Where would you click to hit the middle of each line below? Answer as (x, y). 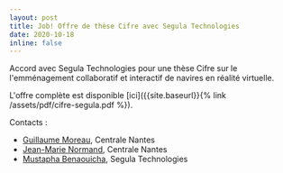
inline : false (36, 43)
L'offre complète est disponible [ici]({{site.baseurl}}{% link (118, 96)
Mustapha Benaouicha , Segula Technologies (105, 159)
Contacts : (28, 123)
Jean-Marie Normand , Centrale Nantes (95, 150)
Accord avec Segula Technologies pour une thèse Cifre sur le (123, 68)
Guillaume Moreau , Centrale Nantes (89, 140)
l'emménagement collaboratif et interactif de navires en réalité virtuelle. (142, 78)
